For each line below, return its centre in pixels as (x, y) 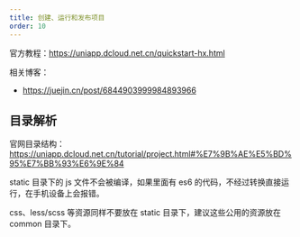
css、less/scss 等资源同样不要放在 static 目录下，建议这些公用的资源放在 (145, 213)
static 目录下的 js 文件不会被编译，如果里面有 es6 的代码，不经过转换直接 (145, 182)
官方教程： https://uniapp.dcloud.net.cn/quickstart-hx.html (117, 53)
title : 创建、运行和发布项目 (57, 18)
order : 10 (28, 26)
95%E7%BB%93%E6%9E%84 (67, 164)
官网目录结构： (37, 144)
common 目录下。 (43, 224)
